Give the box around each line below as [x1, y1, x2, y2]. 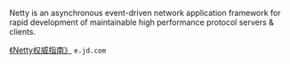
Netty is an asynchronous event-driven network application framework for [9, 8, 282, 18]
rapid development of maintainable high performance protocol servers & [9, 17, 274, 28]
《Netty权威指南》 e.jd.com [9, 44, 107, 55]
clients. [9, 27, 36, 36]
